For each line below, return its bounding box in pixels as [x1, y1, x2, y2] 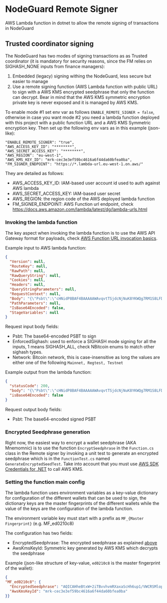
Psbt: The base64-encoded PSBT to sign [12, 333, 96, 339]
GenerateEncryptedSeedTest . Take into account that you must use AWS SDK [5, 461, 159, 467]
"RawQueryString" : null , [9, 273, 61, 278]
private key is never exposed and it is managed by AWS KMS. [12, 99, 139, 105]
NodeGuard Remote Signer [5, 3, 118, 15]
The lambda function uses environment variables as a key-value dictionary [5, 490, 158, 496]
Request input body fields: [5, 324, 59, 330]
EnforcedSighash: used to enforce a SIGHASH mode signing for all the [12, 339, 157, 345]
